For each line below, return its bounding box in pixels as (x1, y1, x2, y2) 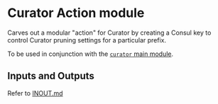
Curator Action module (7, 5, 145, 21)
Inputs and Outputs (7, 70, 94, 82)
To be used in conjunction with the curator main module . (7, 50, 174, 58)
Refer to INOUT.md (7, 88, 63, 97)
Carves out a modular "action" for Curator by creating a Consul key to (7, 28, 212, 37)
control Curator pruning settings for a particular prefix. (7, 35, 167, 44)
